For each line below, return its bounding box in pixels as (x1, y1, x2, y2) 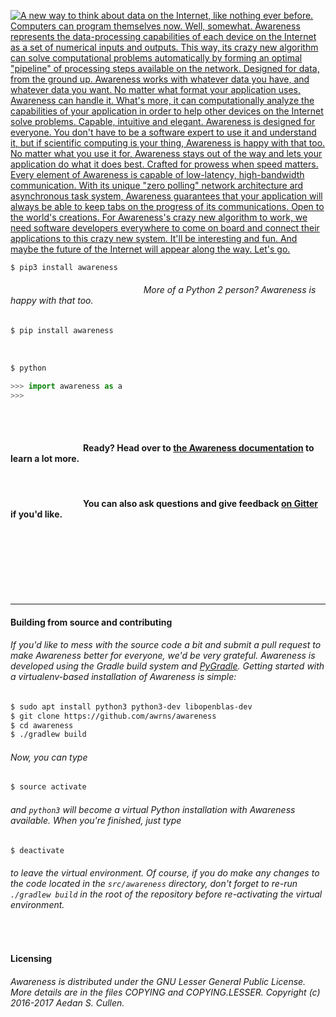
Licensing (10, 953, 53, 965)
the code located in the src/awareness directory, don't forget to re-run (10, 878, 298, 890)
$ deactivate (10, 845, 65, 855)
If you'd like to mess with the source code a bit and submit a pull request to (10, 639, 322, 651)
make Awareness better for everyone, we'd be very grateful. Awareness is (10, 650, 316, 662)
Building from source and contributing (10, 616, 173, 628)
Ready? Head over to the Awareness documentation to (83, 442, 315, 454)
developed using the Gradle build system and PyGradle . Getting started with (10, 660, 325, 672)
